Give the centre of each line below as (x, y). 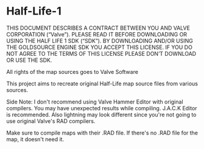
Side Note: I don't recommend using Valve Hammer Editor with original (95, 102)
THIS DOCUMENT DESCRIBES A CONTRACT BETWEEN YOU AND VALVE (98, 28)
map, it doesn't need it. (35, 139)
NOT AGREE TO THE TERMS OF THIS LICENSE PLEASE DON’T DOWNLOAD (101, 53)
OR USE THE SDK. (29, 60)
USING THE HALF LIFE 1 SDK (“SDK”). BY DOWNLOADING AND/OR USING (100, 41)
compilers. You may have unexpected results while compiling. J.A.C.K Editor (102, 108)
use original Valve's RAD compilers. (51, 121)
